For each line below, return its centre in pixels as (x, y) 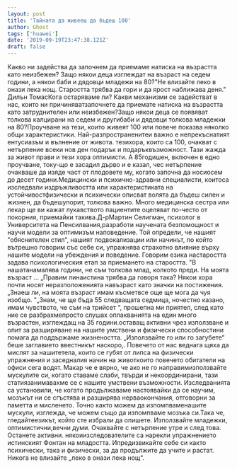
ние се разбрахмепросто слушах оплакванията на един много (102, 315)
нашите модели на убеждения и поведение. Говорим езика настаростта (117, 255)
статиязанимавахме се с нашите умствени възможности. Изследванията (119, 382)
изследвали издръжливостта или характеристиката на (90, 187)
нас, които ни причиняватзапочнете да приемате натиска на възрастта (115, 104)
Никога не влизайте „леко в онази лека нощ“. (76, 458)
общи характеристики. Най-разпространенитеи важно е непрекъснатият (118, 134)
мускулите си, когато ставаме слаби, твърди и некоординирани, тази (113, 375)
